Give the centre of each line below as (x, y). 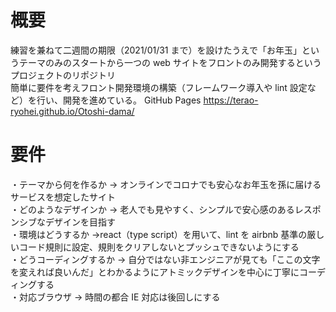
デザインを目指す (80, 222)
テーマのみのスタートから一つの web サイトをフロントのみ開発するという (170, 62)
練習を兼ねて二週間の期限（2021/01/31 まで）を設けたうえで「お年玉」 (156, 50)
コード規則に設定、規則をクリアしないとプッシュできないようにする (159, 247)
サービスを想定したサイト (63, 197)
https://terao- (231, 100)
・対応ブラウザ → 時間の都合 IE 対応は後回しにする (115, 297)
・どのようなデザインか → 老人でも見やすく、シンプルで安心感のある (152, 209)
